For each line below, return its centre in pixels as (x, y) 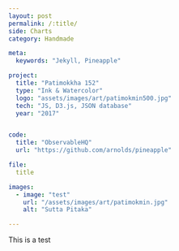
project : (23, 76)
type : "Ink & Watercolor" (60, 90)
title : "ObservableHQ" (54, 143)
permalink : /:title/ (43, 24)
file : (17, 165)
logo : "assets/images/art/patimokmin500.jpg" (94, 98)
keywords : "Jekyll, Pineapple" (68, 61)
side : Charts (30, 31)
